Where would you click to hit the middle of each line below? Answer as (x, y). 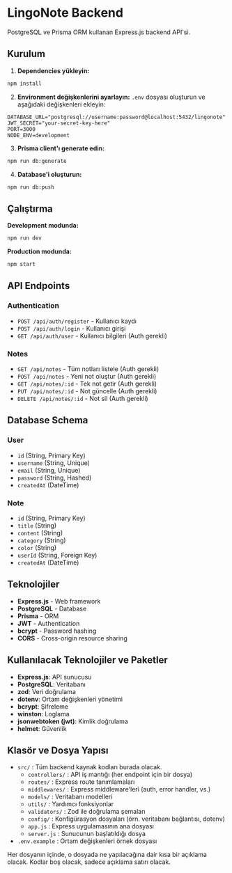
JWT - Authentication (48, 623)
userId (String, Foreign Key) (57, 555)
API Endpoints (39, 286)
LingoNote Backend (65, 13)
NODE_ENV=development (39, 135)
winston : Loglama (43, 714)
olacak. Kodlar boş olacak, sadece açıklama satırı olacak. (89, 862)
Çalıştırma (30, 209)
